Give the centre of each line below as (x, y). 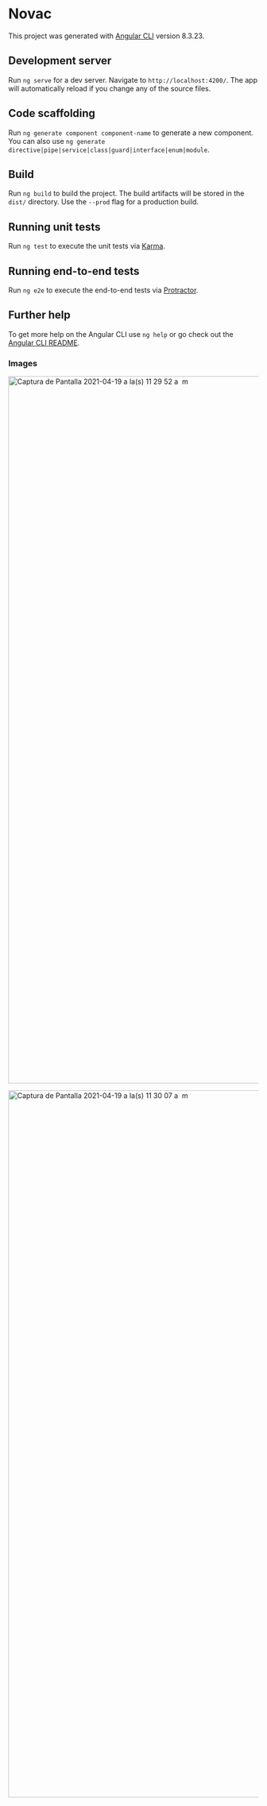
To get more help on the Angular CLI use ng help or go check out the (121, 334)
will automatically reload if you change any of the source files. (110, 88)
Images (23, 363)
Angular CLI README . (44, 342)
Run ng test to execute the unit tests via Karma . (87, 246)
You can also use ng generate (57, 141)
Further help (40, 315)
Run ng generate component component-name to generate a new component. (131, 133)
